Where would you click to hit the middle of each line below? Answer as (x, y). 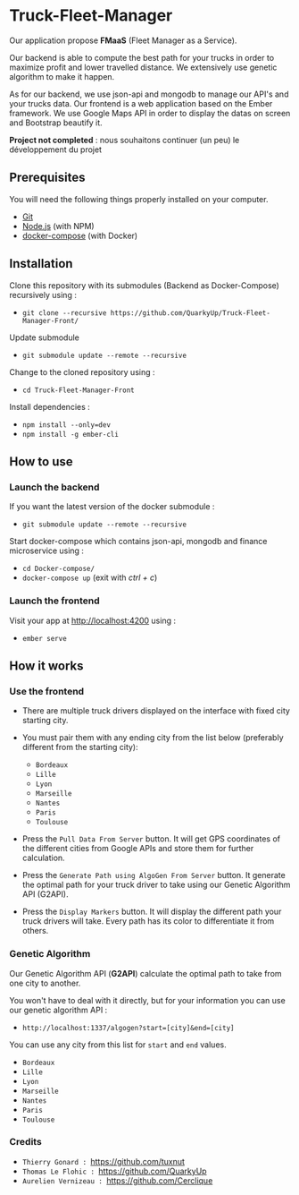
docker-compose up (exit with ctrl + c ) (90, 577)
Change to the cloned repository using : (82, 371)
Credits (25, 1142)
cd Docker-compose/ (58, 569)
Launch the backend (54, 487)
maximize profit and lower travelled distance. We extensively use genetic (143, 67)
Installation (41, 264)
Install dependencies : (50, 406)
